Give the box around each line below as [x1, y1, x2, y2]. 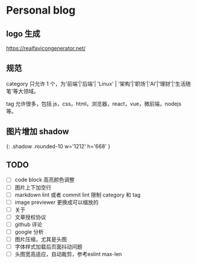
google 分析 [14, 228, 44, 235]
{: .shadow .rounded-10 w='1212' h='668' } [6, 143, 111, 150]
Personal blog [6, 4, 76, 17]
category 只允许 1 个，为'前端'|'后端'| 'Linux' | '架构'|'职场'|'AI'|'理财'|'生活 [6, 80, 186, 87]
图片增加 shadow [6, 127, 69, 137]
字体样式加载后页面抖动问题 [14, 243, 83, 250]
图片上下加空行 [14, 184, 51, 191]
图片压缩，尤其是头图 [14, 235, 67, 243]
